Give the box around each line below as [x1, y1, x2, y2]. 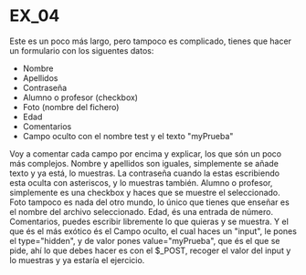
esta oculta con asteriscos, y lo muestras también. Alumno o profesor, [9, 177, 273, 188]
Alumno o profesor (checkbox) [22, 92, 139, 103]
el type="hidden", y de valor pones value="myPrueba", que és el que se [9, 235, 280, 246]
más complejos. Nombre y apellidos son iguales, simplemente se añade [9, 158, 279, 168]
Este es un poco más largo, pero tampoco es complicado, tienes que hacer [9, 36, 292, 46]
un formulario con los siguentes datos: [9, 45, 154, 56]
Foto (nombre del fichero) [22, 101, 120, 112]
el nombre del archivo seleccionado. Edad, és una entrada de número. [9, 206, 274, 217]
